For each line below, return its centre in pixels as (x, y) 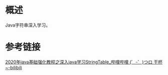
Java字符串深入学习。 (28, 25)
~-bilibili (14, 67)
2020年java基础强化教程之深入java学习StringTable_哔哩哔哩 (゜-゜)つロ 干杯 (84, 62)
